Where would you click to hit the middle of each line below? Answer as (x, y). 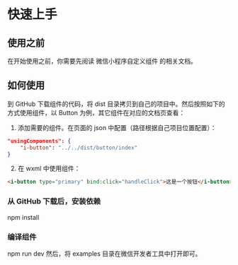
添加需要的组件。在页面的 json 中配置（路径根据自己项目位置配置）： (117, 127)
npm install (23, 217)
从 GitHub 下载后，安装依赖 (54, 201)
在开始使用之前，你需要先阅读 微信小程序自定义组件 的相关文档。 (102, 61)
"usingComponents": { (39, 141)
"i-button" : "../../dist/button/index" (79, 148)
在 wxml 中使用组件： (49, 169)
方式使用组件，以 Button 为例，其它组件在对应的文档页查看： (96, 112)
